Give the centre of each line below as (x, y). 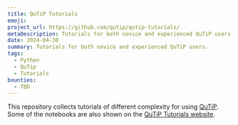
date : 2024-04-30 (33, 40)
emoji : (17, 21)
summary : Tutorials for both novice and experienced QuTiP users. (108, 47)
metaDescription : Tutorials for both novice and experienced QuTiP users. (121, 34)
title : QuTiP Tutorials (43, 14)
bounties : (22, 80)
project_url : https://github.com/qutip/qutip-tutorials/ (94, 27)
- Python (27, 60)
